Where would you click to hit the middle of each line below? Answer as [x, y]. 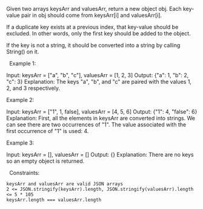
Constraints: [24, 173]
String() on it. [23, 52]
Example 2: [20, 100]
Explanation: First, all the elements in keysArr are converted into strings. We [101, 118]
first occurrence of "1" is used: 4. [48, 131]
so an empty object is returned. [45, 161]
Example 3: [20, 143]
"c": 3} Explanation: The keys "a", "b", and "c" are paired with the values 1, [99, 82]
